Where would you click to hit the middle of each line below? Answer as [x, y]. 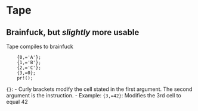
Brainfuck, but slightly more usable [73, 32]
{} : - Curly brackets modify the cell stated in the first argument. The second [99, 89]
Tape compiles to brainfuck [40, 46]
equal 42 [17, 102]
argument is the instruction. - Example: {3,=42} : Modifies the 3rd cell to [94, 95]
